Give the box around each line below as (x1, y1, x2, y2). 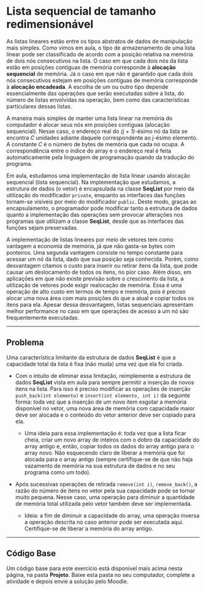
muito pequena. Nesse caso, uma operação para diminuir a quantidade (15, 493, 195, 500)
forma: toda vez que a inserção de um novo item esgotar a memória (15, 398, 187, 405)
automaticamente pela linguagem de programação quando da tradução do (6, 153, 194, 160)
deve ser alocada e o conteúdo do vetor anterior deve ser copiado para (15, 411, 196, 418)
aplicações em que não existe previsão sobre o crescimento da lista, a (6, 274, 184, 282)
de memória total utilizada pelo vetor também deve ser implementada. (15, 500, 193, 507)
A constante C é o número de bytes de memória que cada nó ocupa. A (6, 140, 185, 148)
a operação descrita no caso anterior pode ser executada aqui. (24, 518, 184, 525)
